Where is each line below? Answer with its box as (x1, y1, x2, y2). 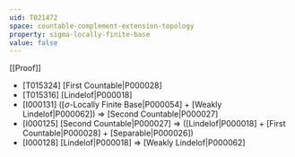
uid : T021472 (9, 13, 58, 22)
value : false (9, 38, 58, 48)
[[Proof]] (9, 63, 42, 74)
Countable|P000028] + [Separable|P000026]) (22, 127, 195, 139)
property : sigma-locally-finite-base (9, 30, 151, 39)
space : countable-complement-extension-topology (9, 22, 195, 31)
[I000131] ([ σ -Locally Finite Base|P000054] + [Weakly (22, 100, 222, 110)
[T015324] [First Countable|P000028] (22, 80, 163, 91)
